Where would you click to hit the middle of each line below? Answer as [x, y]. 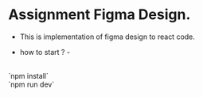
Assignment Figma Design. [100, 15]
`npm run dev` [31, 84]
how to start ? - [45, 52]
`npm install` [29, 76]
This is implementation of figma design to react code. [107, 37]
